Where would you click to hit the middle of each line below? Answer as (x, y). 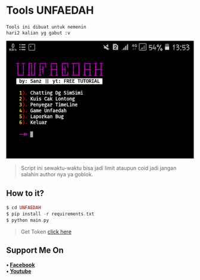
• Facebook (21, 265)
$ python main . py (28, 220)
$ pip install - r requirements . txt (50, 214)
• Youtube (19, 271)
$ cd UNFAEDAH (24, 208)
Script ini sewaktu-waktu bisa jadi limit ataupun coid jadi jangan (99, 168)
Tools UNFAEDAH (50, 10)
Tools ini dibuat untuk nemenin (46, 27)
